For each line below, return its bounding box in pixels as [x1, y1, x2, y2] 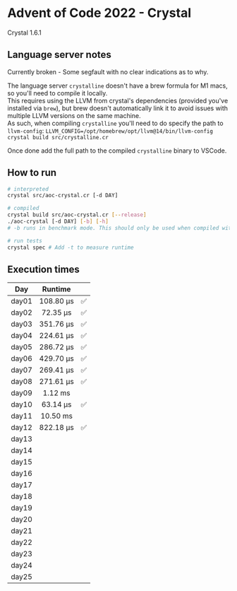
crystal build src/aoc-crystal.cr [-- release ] [7, 211, 147, 218]
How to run [7, 167, 57, 179]
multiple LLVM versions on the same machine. [7, 111, 141, 119]
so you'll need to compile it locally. [7, 88, 108, 97]
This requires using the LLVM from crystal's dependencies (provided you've [7, 96, 229, 105]
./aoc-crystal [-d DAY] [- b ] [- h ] [7, 218, 109, 226]
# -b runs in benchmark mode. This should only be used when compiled [7, 224, 219, 231]
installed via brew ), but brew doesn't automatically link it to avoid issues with [7, 104, 228, 112]
